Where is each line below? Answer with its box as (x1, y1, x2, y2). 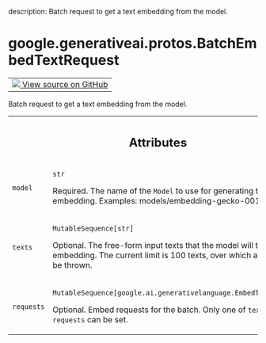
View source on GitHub (22, 78, 108, 90)
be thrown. (52, 260, 93, 271)
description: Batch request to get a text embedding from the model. (8, 7, 228, 16)
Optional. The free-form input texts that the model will (52, 240, 254, 251)
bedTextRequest (8, 51, 120, 70)
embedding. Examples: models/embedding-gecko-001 (52, 196, 260, 207)
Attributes (128, 135, 188, 150)
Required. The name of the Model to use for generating (52, 185, 254, 196)
